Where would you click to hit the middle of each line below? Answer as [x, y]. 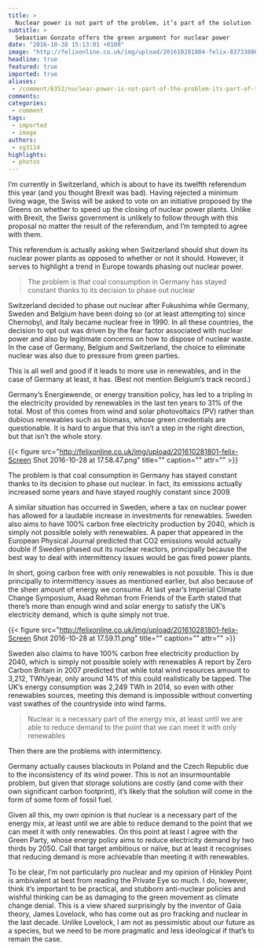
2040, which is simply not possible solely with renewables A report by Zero [130, 662]
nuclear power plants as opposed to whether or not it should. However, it [126, 258]
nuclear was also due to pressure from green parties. [94, 356]
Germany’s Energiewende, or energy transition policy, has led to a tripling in [130, 395]
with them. [25, 235]
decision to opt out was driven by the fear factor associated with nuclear [126, 331]
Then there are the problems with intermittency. [85, 751]
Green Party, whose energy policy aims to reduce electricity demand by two [131, 841]
